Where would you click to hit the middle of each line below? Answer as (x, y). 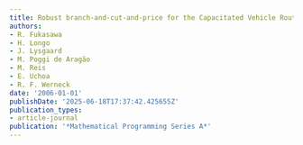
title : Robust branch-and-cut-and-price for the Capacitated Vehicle (143, 18)
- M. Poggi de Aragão (50, 59)
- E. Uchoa (30, 77)
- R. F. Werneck (40, 85)
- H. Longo (30, 43)
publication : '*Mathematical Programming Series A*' (110, 127)
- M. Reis (28, 68)
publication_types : (46, 110)
